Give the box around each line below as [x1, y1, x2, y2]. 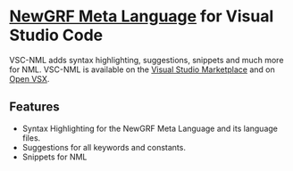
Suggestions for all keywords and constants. [21, 142, 186, 152]
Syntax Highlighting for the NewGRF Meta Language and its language [21, 123, 279, 134]
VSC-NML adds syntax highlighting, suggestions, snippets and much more [9, 54, 284, 65]
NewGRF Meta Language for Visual [9, 6, 274, 27]
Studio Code [9, 25, 104, 45]
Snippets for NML [21, 151, 88, 162]
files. [21, 132, 41, 143]
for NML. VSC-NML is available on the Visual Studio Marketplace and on [9, 64, 275, 75]
